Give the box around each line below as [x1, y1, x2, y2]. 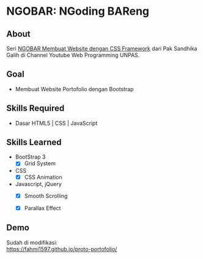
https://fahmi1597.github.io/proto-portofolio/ [6, 245, 117, 252]
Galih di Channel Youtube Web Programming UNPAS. [6, 51, 140, 59]
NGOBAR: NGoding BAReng [6, 4, 150, 18]
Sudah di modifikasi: [6, 239, 58, 246]
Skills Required [6, 103, 65, 114]
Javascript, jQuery [15, 180, 62, 187]
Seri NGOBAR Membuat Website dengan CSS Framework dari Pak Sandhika [6, 45, 197, 52]
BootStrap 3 [15, 153, 46, 160]
